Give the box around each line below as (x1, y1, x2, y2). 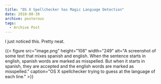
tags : (5, 20, 16, 26)
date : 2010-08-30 (5, 12, 40, 17)
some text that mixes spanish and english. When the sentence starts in (5, 53, 146, 59)
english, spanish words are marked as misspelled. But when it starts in (5, 58, 145, 64)
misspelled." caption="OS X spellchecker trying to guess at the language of (5, 68, 156, 74)
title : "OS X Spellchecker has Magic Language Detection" (5, 7, 124, 12)
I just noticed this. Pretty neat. (5, 38, 65, 44)
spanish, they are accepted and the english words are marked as (5, 64, 134, 69)
